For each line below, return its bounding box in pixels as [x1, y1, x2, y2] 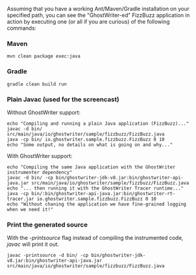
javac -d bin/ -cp [7, 174, 53, 181]
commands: [7, 24, 37, 31]
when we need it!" [7, 206, 53, 213]
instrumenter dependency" [7, 169, 72, 175]
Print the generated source [7, 220, 88, 229]
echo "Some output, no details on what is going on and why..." [7, 142, 173, 148]
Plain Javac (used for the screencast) [7, 95, 120, 104]
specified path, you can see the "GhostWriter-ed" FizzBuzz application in [7, 12, 190, 19]
